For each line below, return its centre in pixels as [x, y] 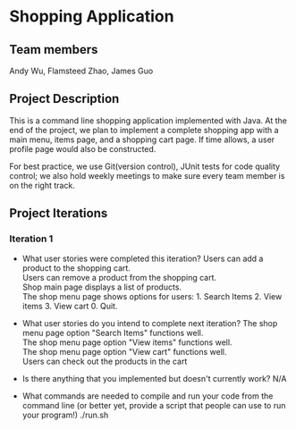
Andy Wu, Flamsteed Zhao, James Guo [81, 71]
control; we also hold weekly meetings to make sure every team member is [147, 175]
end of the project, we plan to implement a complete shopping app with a [144, 130]
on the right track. [42, 185]
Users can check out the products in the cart [105, 361]
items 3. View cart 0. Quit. [70, 306]
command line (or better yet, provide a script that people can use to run [154, 405]
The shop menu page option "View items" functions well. [127, 342]
